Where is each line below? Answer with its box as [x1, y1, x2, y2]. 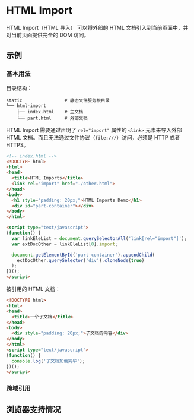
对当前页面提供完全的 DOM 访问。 [6, 31, 90, 39]
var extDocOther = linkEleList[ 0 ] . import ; [11, 241, 118, 247]
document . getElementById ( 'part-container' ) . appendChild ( [11, 252, 155, 258]
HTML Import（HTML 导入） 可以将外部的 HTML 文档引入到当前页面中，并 [6, 24, 189, 31]
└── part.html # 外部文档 [17, 115, 88, 121]
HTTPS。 [6, 141, 29, 149]
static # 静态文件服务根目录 [6, 97, 110, 103]
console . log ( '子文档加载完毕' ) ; [11, 358, 85, 364]
